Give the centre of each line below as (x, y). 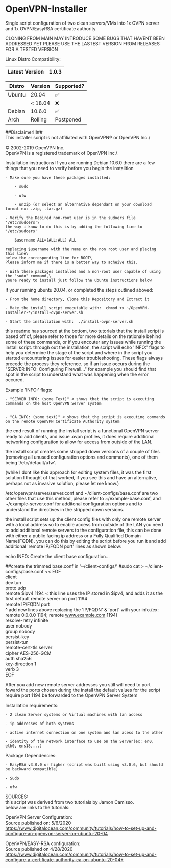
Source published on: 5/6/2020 (38, 823)
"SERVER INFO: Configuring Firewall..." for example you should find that (81, 369)
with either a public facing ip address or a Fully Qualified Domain (73, 535)
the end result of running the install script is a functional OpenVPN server (82, 431)
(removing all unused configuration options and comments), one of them (82, 457)
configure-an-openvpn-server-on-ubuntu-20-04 (57, 833)
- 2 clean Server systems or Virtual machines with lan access (74, 715)
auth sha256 (18, 658)
